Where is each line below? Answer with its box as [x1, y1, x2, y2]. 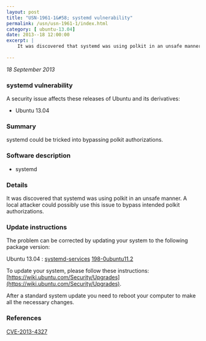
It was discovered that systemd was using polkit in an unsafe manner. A [6, 194, 187, 202]
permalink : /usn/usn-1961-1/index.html [6, 20, 109, 26]
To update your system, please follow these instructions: [6, 267, 149, 275]
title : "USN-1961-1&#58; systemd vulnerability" [6, 15, 133, 21]
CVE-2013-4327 [6, 328, 48, 335]
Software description [6, 151, 71, 160]
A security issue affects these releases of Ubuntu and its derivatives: [6, 95, 180, 102]
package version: [6, 243, 50, 251]
